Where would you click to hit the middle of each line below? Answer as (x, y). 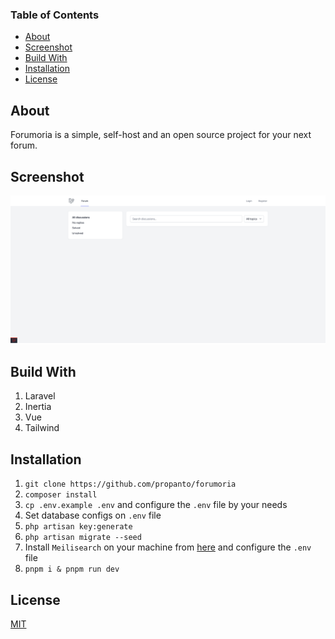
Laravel (40, 396)
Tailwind (42, 428)
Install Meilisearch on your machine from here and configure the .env (168, 547)
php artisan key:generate (78, 527)
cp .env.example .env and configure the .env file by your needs (156, 505)
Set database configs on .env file (93, 515)
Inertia (38, 407)
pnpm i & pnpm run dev (72, 569)
